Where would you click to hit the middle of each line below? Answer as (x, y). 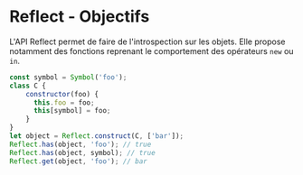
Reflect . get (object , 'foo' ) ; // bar (78, 161)
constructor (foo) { (62, 94)
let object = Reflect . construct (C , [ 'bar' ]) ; (96, 136)
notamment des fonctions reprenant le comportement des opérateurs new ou (151, 51)
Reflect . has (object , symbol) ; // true (82, 152)
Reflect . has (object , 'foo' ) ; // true (80, 144)
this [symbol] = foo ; (72, 111)
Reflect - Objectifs (80, 17)
